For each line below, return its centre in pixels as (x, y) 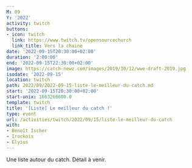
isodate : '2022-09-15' (35, 74)
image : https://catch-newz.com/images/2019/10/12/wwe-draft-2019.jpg (96, 68)
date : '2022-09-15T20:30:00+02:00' (51, 52)
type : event (21, 114)
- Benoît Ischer (27, 131)
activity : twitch (28, 23)
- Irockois (20, 137)
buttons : (17, 29)
